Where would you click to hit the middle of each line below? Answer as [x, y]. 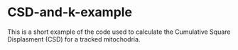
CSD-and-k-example [70, 12]
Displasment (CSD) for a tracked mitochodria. [74, 39]
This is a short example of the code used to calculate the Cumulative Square [119, 32]
